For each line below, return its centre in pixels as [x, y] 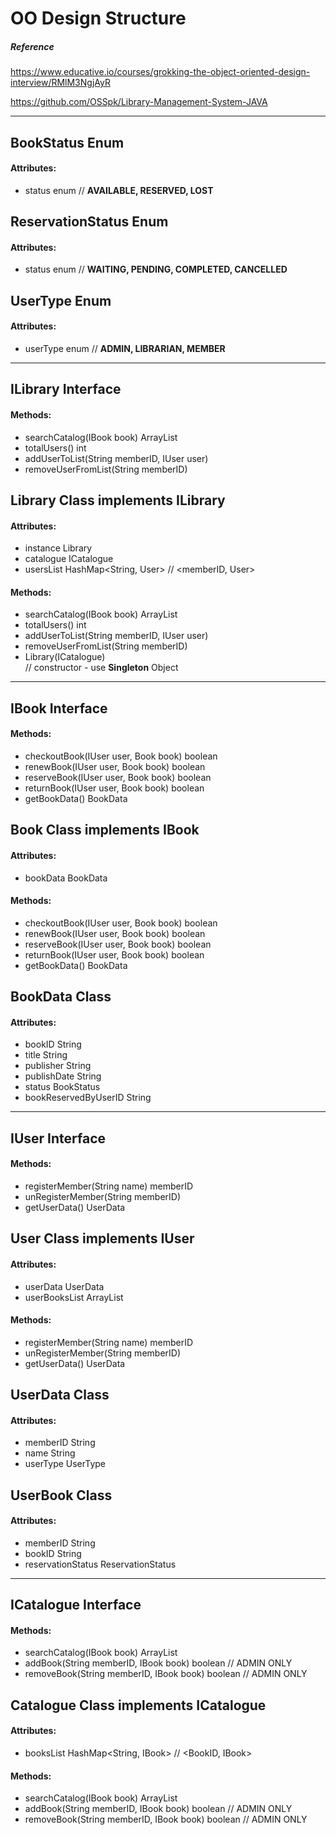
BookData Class [61, 997]
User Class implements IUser [102, 1238]
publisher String [58, 1066]
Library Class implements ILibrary [118, 500]
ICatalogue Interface [76, 1605]
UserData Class [60, 1395]
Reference [32, 46]
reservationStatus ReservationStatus [100, 1564]
